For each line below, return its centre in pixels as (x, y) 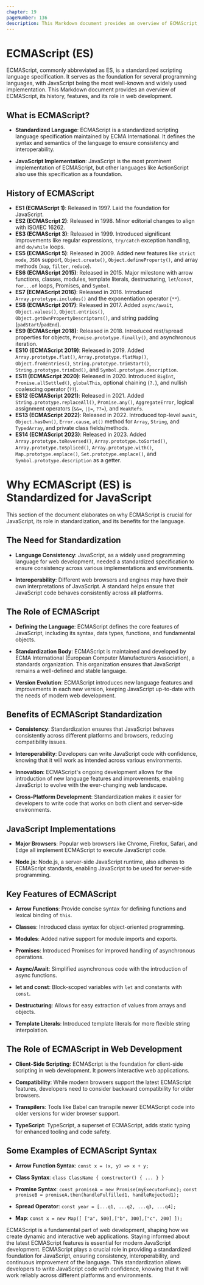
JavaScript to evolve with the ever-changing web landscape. (91, 785)
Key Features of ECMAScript (62, 894)
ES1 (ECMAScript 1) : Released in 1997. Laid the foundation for (92, 208)
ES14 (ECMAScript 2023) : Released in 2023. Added (81, 434)
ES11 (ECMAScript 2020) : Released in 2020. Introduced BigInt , (95, 376)
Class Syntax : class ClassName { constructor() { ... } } (90, 1177)
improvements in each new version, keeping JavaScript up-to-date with (105, 689)
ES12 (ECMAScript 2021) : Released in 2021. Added (79, 395)
